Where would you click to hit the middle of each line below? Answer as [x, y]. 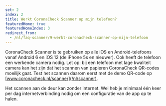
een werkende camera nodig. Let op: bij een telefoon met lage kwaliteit [78, 62]
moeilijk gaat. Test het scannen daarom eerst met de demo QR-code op [79, 73]
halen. [11, 98]
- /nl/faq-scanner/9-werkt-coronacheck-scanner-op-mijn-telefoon [79, 38]
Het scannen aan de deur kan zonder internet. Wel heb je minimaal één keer [83, 88]
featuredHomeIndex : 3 [28, 28]
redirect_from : [21, 33]
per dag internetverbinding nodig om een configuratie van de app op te [78, 93]
